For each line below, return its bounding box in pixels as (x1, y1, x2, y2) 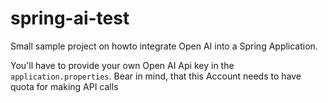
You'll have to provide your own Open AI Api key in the (10, 59, 235, 71)
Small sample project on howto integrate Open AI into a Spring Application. (10, 40, 318, 52)
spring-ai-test (10, 7, 130, 30)
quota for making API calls (10, 80, 119, 92)
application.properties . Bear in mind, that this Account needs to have (10, 70, 302, 82)
